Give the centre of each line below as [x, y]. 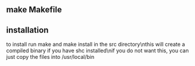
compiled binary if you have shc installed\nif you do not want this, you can [97, 51]
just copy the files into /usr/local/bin [50, 57]
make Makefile [34, 10]
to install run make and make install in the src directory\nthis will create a [96, 45]
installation [27, 30]
